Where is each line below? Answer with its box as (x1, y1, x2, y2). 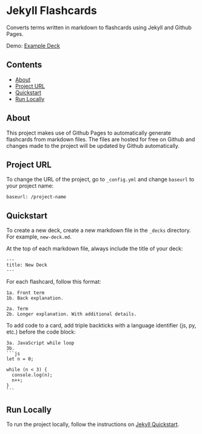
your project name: (6, 182, 54, 189)
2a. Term (6, 306, 29, 312)
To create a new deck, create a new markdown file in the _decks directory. (6, 226, 191, 234)
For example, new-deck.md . (6, 233, 72, 240)
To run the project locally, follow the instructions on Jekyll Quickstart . (6, 421, 180, 428)
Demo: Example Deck (6, 42, 61, 49)
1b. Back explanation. (6, 295, 64, 301)
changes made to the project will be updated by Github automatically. (6, 142, 180, 149)
